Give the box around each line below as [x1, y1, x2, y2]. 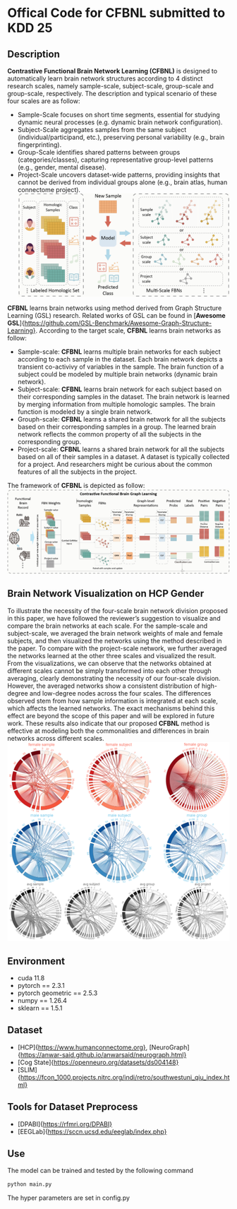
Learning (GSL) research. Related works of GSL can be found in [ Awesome [7, 311, 226, 319]
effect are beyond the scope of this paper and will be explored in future [7, 711, 215, 720]
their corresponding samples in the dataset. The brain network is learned [17, 392, 230, 400]
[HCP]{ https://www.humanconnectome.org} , [17, 1043, 148, 1052]
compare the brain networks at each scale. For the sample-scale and [7, 621, 208, 630]
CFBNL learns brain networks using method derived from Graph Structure [7, 304, 222, 312]
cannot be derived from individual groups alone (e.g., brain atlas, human [17, 178, 228, 186]
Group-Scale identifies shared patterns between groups [17, 148, 181, 156]
